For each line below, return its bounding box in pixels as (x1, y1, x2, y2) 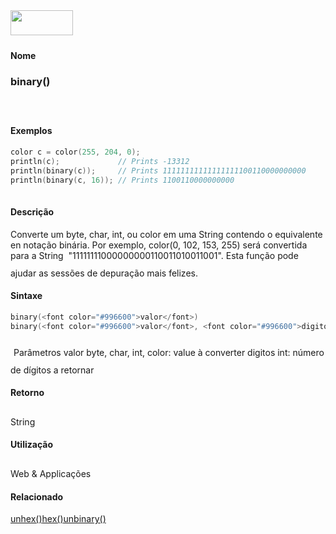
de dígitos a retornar (10, 364, 95, 376)
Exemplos (10, 125, 53, 137)
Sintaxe (10, 290, 43, 302)
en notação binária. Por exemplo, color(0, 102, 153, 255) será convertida (10, 239, 308, 251)
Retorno (10, 387, 45, 399)
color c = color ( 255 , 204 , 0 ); (10, 147, 141, 158)
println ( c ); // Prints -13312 (10, 156, 190, 166)
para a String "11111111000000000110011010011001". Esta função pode (10, 249, 299, 261)
